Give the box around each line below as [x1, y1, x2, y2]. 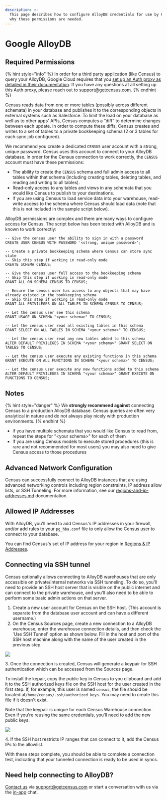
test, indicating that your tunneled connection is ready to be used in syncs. [5, 756, 158, 762]
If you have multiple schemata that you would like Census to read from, [12, 428, 158, 434]
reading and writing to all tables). [12, 180, 80, 186]
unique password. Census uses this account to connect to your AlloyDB [5, 149, 152, 155]
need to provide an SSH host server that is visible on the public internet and [5, 584, 160, 590]
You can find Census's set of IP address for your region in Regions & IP [5, 541, 151, 547]
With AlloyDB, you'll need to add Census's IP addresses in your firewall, [5, 520, 152, 526]
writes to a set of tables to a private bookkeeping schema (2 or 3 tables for [5, 128, 159, 135]
